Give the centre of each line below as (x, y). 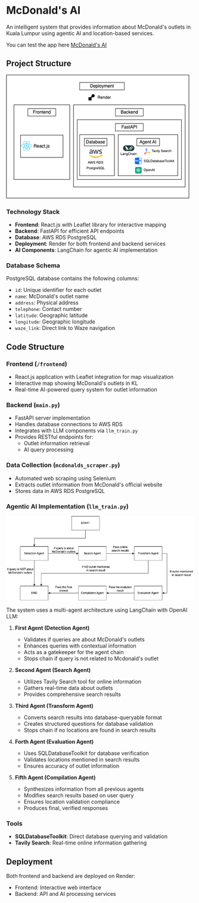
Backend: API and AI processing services (65, 894)
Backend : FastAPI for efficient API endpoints (69, 231)
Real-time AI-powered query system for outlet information (86, 390)
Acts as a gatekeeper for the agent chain (74, 652)
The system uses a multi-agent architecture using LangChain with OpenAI (97, 610)
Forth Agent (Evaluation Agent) (54, 742)
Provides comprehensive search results (72, 694)
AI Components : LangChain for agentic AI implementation (86, 250)
